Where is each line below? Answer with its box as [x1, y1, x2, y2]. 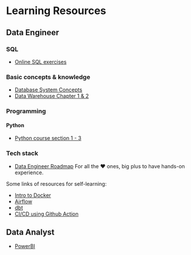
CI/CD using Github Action [14, 210, 79, 217]
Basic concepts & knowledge [6, 73, 91, 81]
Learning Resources [6, 4, 106, 18]
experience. [14, 169, 44, 176]
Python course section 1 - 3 [14, 135, 82, 142]
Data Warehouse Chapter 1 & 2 [14, 93, 89, 100]
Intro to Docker [14, 192, 51, 199]
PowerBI [14, 243, 35, 250]
